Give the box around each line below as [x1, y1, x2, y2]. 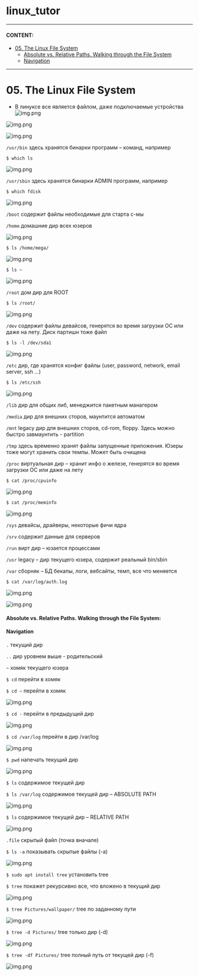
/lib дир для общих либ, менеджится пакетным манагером [6, 401, 158, 409]
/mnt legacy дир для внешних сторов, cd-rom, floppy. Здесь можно [6, 425, 175, 432]
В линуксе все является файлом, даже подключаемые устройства [14, 103, 184, 110]
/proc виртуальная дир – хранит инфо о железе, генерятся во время [6, 460, 179, 467]
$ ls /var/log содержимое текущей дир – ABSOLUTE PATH [6, 790, 157, 798]
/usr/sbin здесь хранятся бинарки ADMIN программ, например [6, 177, 168, 184]
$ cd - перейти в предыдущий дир [6, 710, 94, 717]
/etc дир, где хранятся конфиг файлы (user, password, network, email [6, 362, 181, 369]
